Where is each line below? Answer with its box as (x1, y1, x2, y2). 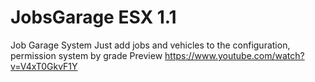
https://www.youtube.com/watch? (164, 49, 305, 61)
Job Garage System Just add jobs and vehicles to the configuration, (10, 39, 291, 51)
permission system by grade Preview (10, 49, 163, 61)
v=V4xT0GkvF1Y (10, 60, 78, 72)
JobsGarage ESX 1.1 (10, 6, 177, 29)
